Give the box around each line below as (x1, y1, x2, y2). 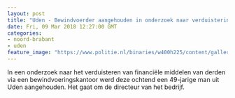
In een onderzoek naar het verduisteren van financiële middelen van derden (7, 67, 226, 76)
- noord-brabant (7, 36, 55, 43)
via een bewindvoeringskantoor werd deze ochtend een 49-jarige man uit (7, 75, 220, 83)
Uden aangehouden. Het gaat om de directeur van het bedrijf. (7, 83, 185, 91)
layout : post (7, 10, 45, 17)
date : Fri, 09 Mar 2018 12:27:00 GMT (7, 23, 117, 30)
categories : (7, 29, 42, 37)
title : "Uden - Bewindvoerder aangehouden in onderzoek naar (7, 17, 190, 24)
